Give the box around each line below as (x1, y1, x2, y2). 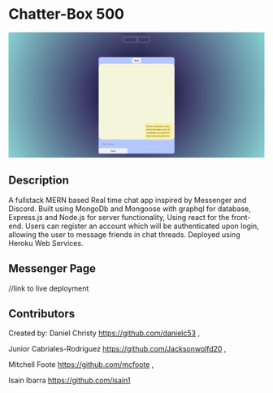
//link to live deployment (8, 283, 89, 293)
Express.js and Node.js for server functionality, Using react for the (8, 212, 230, 222)
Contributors (8, 307, 76, 321)
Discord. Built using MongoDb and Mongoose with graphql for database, (8, 204, 251, 214)
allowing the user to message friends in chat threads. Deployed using (8, 229, 241, 240)
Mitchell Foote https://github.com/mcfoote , (8, 360, 154, 369)
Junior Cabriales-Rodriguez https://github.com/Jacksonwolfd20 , (8, 344, 227, 354)
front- (231, 212, 251, 222)
